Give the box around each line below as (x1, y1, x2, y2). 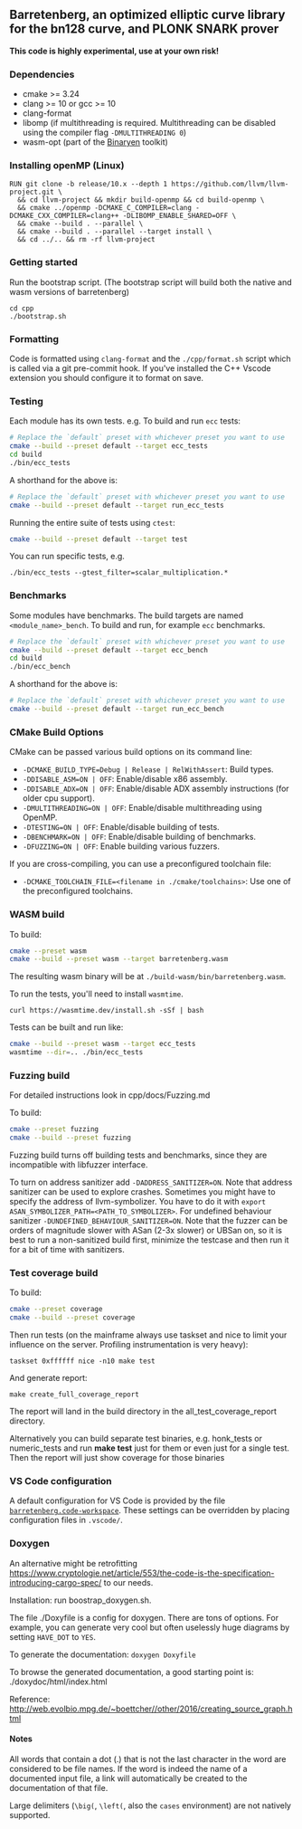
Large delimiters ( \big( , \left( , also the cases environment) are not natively (9, 1800, 292, 1811)
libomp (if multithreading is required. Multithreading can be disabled (22, 118, 276, 129)
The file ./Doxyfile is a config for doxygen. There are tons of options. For (9, 1612, 278, 1623)
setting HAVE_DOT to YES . (9, 1631, 97, 1642)
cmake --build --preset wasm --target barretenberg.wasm (9, 955, 229, 964)
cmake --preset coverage (9, 1305, 103, 1314)
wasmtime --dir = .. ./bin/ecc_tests (9, 1048, 144, 1057)
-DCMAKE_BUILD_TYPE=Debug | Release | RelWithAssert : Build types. (22, 764, 274, 775)
